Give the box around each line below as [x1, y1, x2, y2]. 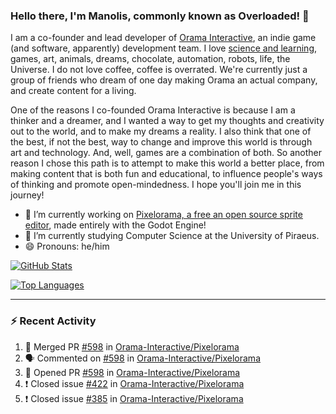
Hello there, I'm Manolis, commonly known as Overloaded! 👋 [10, 9, 310, 23]
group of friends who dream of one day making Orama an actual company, [10, 74, 318, 86]
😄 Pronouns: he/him [24, 240, 110, 253]
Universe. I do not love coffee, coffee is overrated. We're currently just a [10, 64, 308, 76]
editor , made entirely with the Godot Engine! [24, 219, 207, 231]
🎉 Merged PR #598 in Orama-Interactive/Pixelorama [24, 340, 240, 353]
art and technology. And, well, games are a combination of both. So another [10, 147, 323, 159]
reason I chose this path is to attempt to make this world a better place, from [10, 157, 325, 169]
